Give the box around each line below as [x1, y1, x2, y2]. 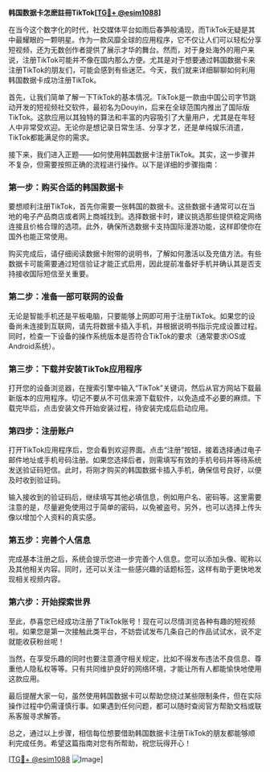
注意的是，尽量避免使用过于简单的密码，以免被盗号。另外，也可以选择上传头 [8, 502, 262, 512]
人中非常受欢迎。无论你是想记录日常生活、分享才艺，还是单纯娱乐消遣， [8, 122, 247, 132]
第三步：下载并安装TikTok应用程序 [8, 363, 142, 374]
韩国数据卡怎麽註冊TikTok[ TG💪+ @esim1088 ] [8, 8, 162, 17]
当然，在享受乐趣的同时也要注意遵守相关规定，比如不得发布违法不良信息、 [8, 654, 255, 663]
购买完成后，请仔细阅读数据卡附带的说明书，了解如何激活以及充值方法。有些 [8, 249, 262, 258]
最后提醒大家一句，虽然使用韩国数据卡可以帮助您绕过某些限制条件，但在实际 [8, 691, 262, 700]
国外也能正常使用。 [8, 232, 72, 242]
